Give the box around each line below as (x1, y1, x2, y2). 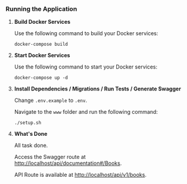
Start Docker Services (14, 52, 70, 59)
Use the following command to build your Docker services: (14, 30, 158, 37)
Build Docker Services (14, 18, 71, 26)
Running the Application (5, 5, 77, 13)
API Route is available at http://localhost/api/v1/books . (14, 171, 147, 179)
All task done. (14, 142, 48, 149)
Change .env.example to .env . (14, 97, 88, 104)
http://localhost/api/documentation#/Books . (14, 160, 122, 167)
